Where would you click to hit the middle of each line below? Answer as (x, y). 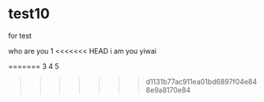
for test (20, 36)
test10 (29, 14)
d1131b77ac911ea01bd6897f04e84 (202, 81)
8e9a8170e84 (168, 90)
